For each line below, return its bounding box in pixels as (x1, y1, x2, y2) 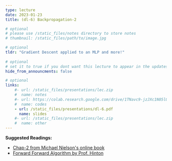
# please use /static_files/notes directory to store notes (5, 31, 137, 36)
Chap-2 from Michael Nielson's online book (12, 145, 105, 151)
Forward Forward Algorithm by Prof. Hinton (12, 150, 104, 156)
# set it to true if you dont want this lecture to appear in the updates (5, 64, 168, 69)
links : (5, 83, 19, 88)
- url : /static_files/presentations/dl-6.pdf (14, 106, 114, 111)
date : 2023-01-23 (5, 12, 42, 17)
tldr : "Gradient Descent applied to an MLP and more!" (5, 50, 125, 55)
